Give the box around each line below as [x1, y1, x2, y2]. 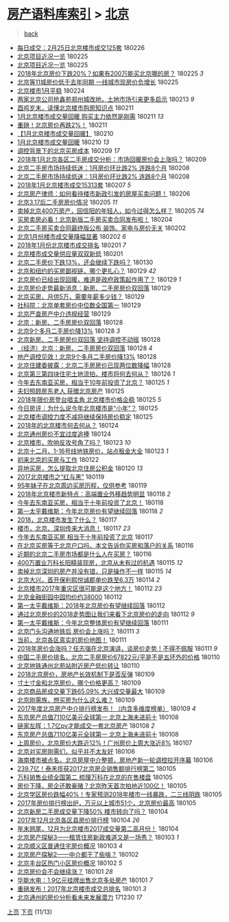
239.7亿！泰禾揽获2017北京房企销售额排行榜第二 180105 [16, 764, 177, 772]
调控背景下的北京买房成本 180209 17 [16, 146, 120, 154]
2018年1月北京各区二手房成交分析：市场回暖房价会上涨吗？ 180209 [16, 155, 207, 163]
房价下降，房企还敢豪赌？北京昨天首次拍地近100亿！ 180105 [16, 781, 187, 790]
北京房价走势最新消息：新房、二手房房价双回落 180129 [16, 284, 171, 292]
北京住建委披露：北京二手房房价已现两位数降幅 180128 [16, 361, 171, 369]
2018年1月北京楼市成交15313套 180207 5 [16, 181, 132, 189]
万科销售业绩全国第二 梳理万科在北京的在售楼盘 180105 [16, 773, 173, 781]
